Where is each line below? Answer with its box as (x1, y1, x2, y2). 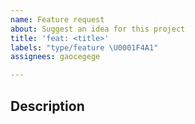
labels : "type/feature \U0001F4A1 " (10, 42, 159, 53)
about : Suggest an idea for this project (10, 24, 186, 34)
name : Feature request (10, 14, 105, 25)
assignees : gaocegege (10, 52, 101, 62)
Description (10, 97, 85, 115)
